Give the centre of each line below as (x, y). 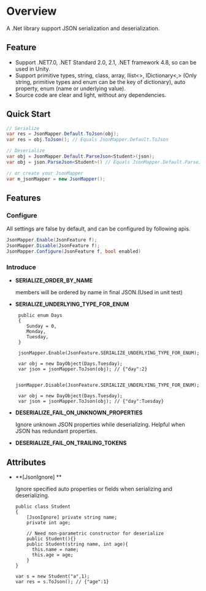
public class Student (43, 506)
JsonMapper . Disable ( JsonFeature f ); (53, 246)
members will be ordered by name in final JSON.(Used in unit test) (99, 292)
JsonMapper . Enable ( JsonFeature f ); (52, 240)
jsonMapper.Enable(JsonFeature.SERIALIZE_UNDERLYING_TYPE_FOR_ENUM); (109, 353)
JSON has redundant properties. (56, 431)
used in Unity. (32, 69)
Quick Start (29, 114)
